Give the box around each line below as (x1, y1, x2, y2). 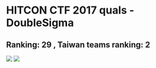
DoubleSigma (6, 16, 74, 30)
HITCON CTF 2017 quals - (6, 4, 135, 17)
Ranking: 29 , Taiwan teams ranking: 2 (6, 40, 150, 50)
